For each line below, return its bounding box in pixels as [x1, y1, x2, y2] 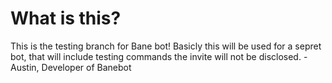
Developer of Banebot [41, 61, 132, 73]
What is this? [10, 7, 122, 30]
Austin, [10, 61, 40, 73]
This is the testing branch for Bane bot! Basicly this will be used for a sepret [10, 40, 322, 52]
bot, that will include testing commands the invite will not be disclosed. [10, 50, 302, 62]
